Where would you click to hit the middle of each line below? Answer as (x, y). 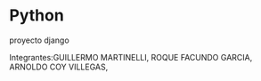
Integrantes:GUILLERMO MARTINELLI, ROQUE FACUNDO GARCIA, (131, 57)
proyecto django (39, 40)
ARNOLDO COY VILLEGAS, (59, 67)
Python (37, 16)
